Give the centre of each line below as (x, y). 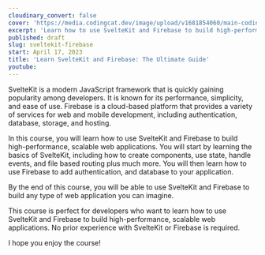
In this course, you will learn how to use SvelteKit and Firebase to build (123, 138)
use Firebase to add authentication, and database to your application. (121, 171)
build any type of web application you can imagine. (91, 195)
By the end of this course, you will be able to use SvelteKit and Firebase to (129, 187)
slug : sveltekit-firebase (50, 45)
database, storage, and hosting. (60, 122)
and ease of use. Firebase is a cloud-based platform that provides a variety (131, 106)
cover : (19, 23)
